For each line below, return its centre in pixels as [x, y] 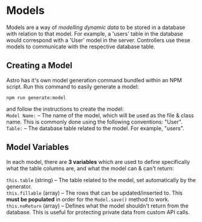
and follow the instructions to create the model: [65, 109]
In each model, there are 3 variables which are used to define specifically [98, 162]
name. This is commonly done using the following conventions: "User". [94, 122]
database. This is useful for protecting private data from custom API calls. [98, 212]
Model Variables [38, 147]
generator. [19, 186]
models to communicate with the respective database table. [81, 47]
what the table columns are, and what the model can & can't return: [90, 168]
